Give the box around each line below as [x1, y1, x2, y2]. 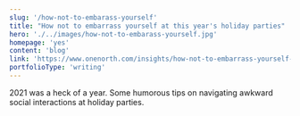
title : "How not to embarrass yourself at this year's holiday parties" [9, 21, 286, 30]
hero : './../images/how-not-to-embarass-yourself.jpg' [9, 29, 218, 38]
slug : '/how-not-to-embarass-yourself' [9, 12, 158, 22]
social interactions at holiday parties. [9, 96, 145, 107]
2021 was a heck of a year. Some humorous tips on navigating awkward [9, 87, 274, 98]
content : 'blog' [9, 46, 70, 55]
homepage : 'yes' [9, 37, 70, 47]
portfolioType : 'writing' [9, 63, 105, 72]
